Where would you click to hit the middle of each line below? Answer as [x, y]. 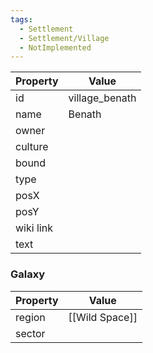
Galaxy [28, 274]
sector [30, 333]
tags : [21, 19]
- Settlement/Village [64, 38]
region [30, 317]
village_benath [102, 98]
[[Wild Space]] [103, 317]
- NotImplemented [55, 47]
